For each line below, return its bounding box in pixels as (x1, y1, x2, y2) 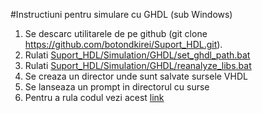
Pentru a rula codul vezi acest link (24, 92, 165, 103)
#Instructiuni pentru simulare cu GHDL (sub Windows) (10, 9, 233, 20)
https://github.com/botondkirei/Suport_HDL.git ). (24, 39, 223, 50)
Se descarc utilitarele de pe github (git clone (24, 28, 208, 39)
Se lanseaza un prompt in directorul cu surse (24, 81, 210, 93)
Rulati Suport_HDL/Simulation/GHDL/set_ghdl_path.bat (24, 49, 251, 61)
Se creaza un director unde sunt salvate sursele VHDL (24, 70, 248, 82)
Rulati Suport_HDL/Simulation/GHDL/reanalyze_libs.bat (24, 60, 252, 71)
